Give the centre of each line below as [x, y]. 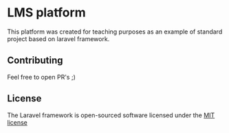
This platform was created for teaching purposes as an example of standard [115, 32]
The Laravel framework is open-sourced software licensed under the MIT [111, 115]
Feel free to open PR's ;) [41, 77]
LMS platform [46, 13]
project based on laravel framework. [58, 38]
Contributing [35, 61]
